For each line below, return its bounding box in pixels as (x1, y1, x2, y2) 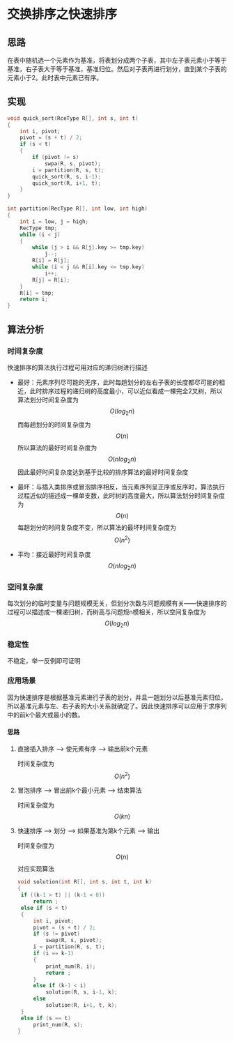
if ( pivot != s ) (32, 154, 79, 161)
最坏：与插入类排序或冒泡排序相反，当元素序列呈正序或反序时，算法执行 (17, 482, 225, 492)
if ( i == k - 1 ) (33, 950, 75, 957)
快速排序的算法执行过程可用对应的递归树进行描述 (7, 363, 148, 372)
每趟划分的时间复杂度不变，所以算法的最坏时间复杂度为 (17, 524, 176, 532)
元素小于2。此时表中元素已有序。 (7, 74, 103, 82)
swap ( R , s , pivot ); (45, 937, 102, 944)
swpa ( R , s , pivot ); (44, 160, 101, 167)
